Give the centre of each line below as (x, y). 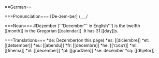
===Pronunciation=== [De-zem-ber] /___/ (46, 16)
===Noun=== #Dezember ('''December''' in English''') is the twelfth (72, 26)
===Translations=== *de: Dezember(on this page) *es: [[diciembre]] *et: (77, 40)
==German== (18, 7)
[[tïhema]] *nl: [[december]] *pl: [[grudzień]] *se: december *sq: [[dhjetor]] (80, 51)
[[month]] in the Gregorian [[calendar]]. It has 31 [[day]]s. (61, 31)
